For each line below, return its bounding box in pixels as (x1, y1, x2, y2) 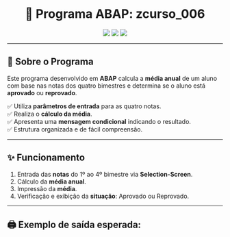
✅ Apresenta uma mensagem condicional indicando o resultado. (7, 117, 192, 125)
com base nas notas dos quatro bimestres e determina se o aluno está (7, 82, 206, 90)
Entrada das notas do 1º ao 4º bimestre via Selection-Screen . (16, 170, 193, 178)
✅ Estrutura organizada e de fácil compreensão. (7, 125, 143, 133)
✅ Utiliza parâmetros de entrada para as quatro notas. (7, 102, 162, 110)
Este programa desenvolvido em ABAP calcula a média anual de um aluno (7, 74, 218, 82)
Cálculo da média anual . (16, 177, 87, 186)
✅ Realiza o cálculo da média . (7, 110, 92, 118)
